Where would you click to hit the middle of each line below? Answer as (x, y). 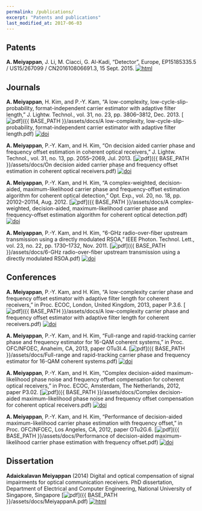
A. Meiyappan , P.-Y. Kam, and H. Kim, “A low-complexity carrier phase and (100, 292)
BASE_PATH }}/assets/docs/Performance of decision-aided (80, 436)
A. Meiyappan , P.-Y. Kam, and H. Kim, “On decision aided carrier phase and (101, 146)
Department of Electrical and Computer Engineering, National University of (99, 488)
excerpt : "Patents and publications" (54, 17)
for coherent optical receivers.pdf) (49, 405)
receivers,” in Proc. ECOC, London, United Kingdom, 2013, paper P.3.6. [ (96, 304)
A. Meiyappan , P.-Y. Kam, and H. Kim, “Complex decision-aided (86, 373)
